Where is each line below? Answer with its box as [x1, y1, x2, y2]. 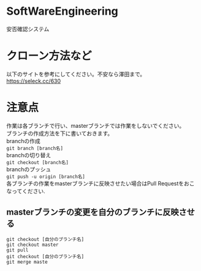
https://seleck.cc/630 [6, 77, 61, 84]
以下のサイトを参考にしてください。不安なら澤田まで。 [6, 70, 146, 78]
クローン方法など [6, 49, 92, 63]
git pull [6, 247, 29, 253]
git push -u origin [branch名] [6, 173, 86, 180]
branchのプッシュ [6, 165, 51, 173]
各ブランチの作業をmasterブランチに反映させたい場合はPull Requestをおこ [6, 179, 195, 187]
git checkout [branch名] [6, 159, 69, 166]
